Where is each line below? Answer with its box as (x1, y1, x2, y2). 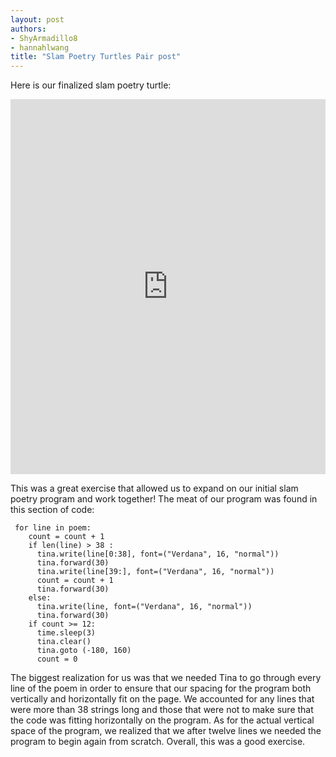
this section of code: (10, 504, 95, 516)
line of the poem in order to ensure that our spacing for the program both (10, 682, 312, 695)
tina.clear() (36, 637, 92, 647)
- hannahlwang (10, 42, 70, 53)
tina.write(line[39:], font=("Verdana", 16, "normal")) (36, 567, 275, 577)
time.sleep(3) (36, 628, 97, 638)
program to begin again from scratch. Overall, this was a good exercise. (10, 736, 306, 748)
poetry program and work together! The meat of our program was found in (10, 493, 318, 505)
